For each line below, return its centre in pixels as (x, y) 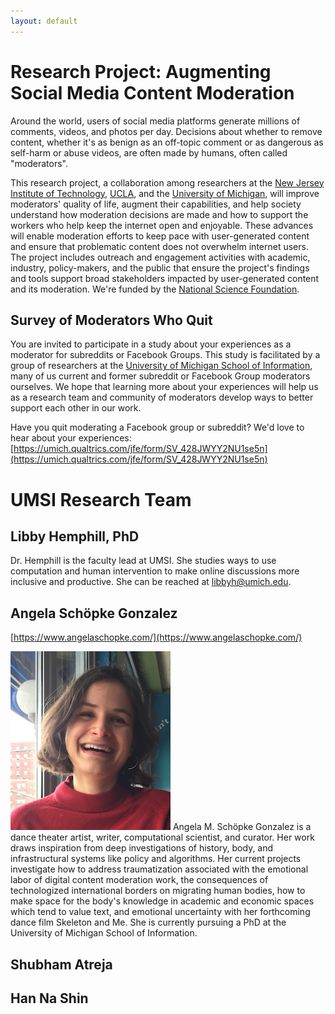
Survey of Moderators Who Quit (111, 320)
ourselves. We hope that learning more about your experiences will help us (164, 387)
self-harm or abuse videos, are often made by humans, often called (149, 152)
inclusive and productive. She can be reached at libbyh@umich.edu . (151, 582)
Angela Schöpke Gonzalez (94, 613)
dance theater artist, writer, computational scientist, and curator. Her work (162, 837)
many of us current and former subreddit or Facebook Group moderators (160, 376)
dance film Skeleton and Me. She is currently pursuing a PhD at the (148, 922)
